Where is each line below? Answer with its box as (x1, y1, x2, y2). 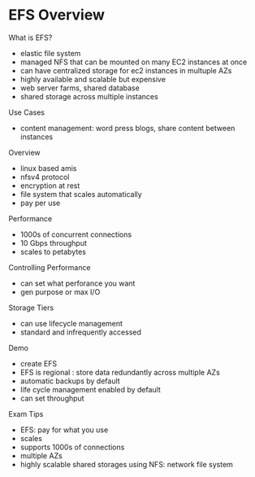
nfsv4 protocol (19, 172, 70, 182)
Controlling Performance (8, 262, 91, 272)
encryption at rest (19, 181, 80, 190)
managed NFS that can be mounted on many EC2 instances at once (19, 57, 248, 67)
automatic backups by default (19, 376, 120, 386)
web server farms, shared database (19, 83, 140, 93)
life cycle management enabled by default (19, 384, 161, 394)
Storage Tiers (8, 303, 54, 313)
